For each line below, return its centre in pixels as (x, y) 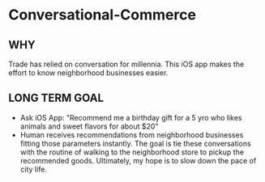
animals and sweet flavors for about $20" (89, 126)
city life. (33, 169)
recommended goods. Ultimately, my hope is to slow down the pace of (138, 160)
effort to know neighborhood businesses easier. (88, 73)
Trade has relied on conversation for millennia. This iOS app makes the (126, 64)
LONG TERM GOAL (56, 98)
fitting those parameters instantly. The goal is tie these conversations (135, 143)
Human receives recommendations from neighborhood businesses (132, 134)
